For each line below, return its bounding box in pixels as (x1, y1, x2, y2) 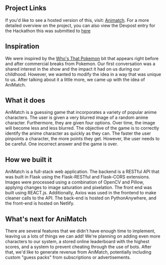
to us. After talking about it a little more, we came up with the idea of (5, 77, 145, 83)
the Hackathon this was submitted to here (5, 27, 91, 34)
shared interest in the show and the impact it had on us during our (5, 66, 140, 72)
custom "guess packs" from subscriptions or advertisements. (5, 255, 131, 261)
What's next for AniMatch (5, 215, 87, 223)
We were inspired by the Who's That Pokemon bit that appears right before (5, 55, 159, 61)
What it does (5, 96, 46, 105)
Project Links (5, 4, 47, 12)
